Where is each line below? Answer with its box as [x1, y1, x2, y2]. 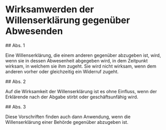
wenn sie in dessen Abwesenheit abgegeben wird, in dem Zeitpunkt [5, 57, 148, 63]
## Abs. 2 [5, 78, 26, 84]
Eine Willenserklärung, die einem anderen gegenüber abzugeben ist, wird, [5, 52, 161, 58]
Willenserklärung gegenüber [5, 14, 130, 26]
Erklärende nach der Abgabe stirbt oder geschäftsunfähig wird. [5, 94, 138, 100]
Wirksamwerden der [5, 4, 94, 15]
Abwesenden [5, 26, 63, 37]
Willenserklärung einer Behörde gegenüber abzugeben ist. [5, 119, 129, 125]
